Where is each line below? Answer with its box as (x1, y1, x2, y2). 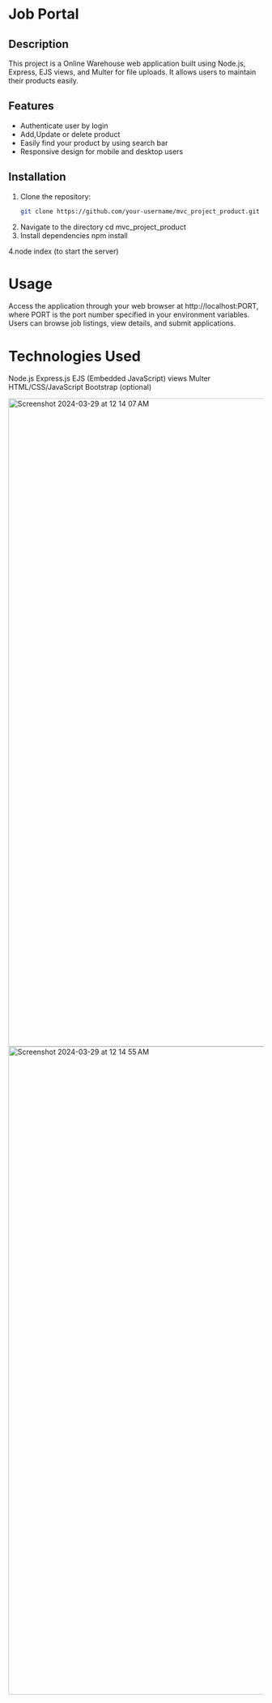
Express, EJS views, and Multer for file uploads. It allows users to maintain (8, 67, 257, 77)
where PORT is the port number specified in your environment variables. (8, 309, 250, 320)
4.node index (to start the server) (8, 246, 119, 256)
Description (8, 37, 69, 51)
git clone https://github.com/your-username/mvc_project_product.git (19, 207, 261, 216)
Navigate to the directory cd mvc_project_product (19, 222, 186, 232)
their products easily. (8, 76, 79, 85)
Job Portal (8, 5, 79, 23)
